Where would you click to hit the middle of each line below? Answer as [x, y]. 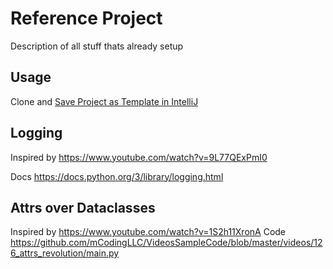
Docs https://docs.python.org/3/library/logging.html [117, 176]
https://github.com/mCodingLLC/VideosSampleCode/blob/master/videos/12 [166, 243]
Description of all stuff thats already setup [97, 46]
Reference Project [86, 18]
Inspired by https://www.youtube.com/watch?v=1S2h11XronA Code [148, 232]
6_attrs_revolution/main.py [65, 253]
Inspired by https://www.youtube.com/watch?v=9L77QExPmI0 [139, 157]
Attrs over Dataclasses [83, 207]
